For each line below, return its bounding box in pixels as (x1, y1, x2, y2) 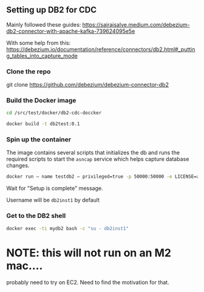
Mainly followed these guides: (6, 21, 81, 28)
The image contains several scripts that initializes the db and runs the (6, 149, 180, 157)
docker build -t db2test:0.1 (6, 121, 80, 127)
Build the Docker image (6, 97, 76, 105)
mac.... (6, 259, 43, 273)
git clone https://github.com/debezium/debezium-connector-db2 (6, 81, 169, 89)
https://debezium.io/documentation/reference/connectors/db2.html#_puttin (6, 46, 195, 53)
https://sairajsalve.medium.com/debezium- (82, 21, 190, 28)
